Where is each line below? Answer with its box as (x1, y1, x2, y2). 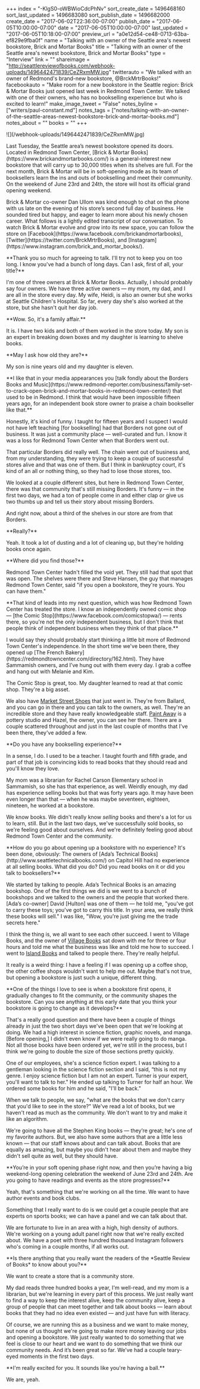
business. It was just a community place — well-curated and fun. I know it (6, 431, 187, 438)
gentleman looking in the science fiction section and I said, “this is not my (6, 1066, 186, 1073)
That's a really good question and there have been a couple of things (6, 1016, 176, 1023)
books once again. (6, 546, 52, 552)
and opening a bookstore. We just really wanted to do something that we (6, 1334, 185, 1341)
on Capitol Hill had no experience (108, 857, 190, 863)
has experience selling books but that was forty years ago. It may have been (6, 789, 193, 796)
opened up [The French (6, 649, 64, 656)
